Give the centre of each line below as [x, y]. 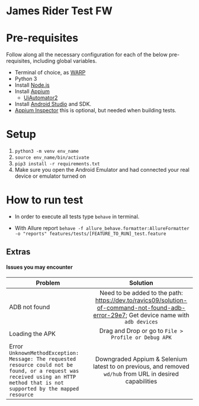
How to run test [45, 200]
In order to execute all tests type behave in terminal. [77, 216]
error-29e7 [110, 315]
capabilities [141, 381]
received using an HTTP [43, 377]
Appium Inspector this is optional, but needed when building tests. [95, 111]
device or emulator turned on [50, 176]
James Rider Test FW [59, 11]
